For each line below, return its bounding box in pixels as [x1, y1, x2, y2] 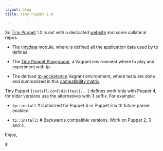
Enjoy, [5, 132, 18, 137]
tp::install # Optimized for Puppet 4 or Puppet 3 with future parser [12, 102, 150, 108]
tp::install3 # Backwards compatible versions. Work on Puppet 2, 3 [12, 117, 151, 123]
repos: [5, 35, 18, 40]
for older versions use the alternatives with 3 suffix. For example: [5, 93, 135, 99]
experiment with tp [12, 64, 50, 70]
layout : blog [5, 7, 32, 12]
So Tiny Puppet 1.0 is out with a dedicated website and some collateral [5, 29, 147, 35]
